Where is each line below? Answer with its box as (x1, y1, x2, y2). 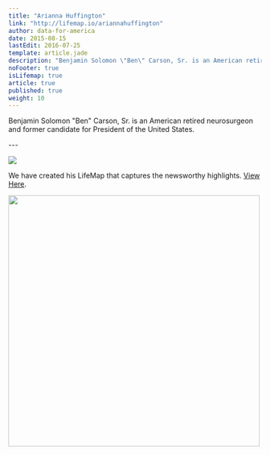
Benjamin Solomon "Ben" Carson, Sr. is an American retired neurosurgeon (8, 116, 254, 125)
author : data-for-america (8, 27, 95, 35)
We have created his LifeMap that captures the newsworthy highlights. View (8, 170, 260, 181)
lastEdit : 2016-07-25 (8, 42, 81, 50)
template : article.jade (8, 49, 88, 57)
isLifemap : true (8, 72, 63, 80)
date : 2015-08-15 (8, 34, 67, 43)
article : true (8, 79, 56, 87)
